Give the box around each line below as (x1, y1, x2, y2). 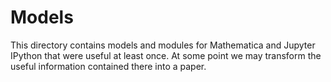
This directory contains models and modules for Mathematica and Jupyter (10, 39, 316, 51)
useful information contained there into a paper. (10, 60, 207, 72)
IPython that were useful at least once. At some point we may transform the (10, 49, 322, 61)
